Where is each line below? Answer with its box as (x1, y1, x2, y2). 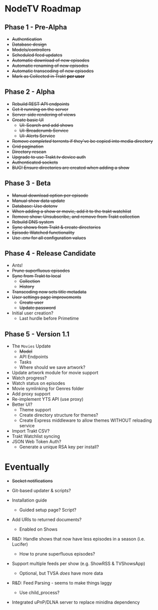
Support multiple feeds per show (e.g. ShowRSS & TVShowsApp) (11, 561, 146, 567)
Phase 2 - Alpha (4, 88, 55, 96)
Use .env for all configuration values (11, 235, 86, 241)
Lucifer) (11, 541, 28, 547)
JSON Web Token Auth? (11, 439, 62, 445)
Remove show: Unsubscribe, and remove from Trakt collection (11, 213, 140, 220)
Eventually (4, 461, 50, 473)
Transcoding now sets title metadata (11, 289, 87, 295)
